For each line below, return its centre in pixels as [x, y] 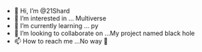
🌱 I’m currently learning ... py [56, 26]
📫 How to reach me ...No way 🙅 [61, 41]
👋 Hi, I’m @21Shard [42, 11]
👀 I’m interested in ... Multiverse [60, 18]
